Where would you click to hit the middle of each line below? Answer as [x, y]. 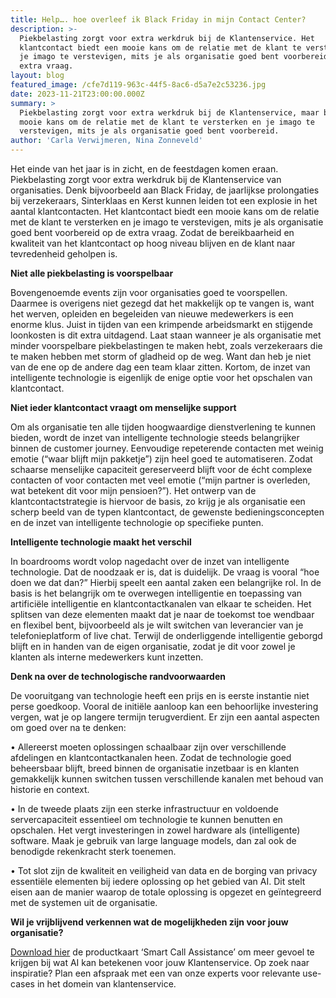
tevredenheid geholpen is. [64, 254]
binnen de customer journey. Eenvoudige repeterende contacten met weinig [167, 448]
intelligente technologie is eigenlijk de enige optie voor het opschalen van [161, 377]
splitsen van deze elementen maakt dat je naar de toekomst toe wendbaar [162, 614]
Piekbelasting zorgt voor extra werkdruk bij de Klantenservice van [146, 179]
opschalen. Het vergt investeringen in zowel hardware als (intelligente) [155, 830]
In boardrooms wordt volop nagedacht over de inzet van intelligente [150, 561]
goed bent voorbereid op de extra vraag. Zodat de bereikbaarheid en [152, 232]
